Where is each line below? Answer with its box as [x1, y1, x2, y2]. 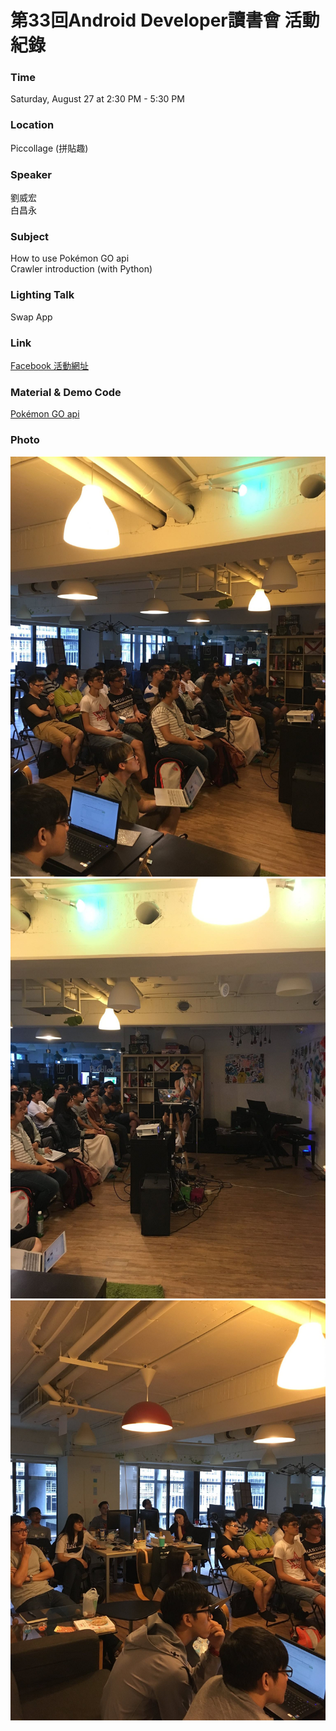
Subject [10, 230, 50, 243]
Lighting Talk [10, 288, 75, 302]
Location [10, 118, 55, 132]
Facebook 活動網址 [10, 359, 89, 371]
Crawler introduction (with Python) [10, 263, 153, 275]
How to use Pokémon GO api [10, 252, 130, 265]
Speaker [10, 167, 52, 181]
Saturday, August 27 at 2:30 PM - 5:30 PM [10, 93, 185, 105]
